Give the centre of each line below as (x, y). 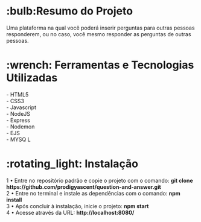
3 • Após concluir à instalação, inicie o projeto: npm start (78, 206)
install (14, 200)
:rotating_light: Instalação (72, 164)
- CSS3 (15, 101)
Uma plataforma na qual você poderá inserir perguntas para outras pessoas (101, 28)
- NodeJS (18, 113)
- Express (18, 120)
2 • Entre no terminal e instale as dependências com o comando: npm (94, 193)
